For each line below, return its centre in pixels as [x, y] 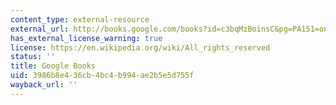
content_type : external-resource [80, 19]
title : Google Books [53, 66]
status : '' [33, 57]
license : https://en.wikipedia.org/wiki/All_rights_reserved [140, 47]
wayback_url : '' [44, 85]
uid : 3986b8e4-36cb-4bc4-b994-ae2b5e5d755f [102, 76]
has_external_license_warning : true [86, 38]
